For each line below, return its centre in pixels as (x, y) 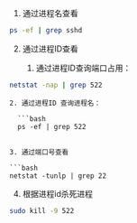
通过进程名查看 (50, 13)
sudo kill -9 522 (42, 210)
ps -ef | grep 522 (52, 126)
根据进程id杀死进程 (57, 193)
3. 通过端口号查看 (39, 152)
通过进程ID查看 (50, 49)
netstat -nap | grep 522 (56, 85)
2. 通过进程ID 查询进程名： (55, 103)
